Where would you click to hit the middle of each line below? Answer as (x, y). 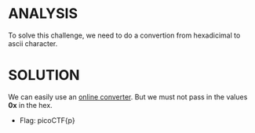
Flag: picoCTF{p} (47, 120)
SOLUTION (44, 75)
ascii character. (33, 43)
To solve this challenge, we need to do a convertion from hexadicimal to (124, 35)
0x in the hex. (30, 105)
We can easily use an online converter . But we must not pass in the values (128, 97)
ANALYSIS (43, 14)
